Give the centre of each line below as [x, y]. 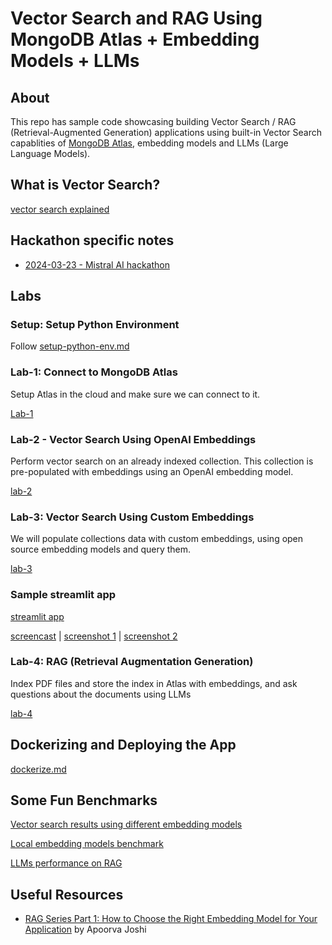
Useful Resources [67, 894]
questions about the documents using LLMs [101, 694]
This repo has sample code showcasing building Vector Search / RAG [153, 121]
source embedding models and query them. [101, 549]
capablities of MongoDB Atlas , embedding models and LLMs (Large [149, 143]
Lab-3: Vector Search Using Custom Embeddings [132, 517]
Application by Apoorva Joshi [85, 929]
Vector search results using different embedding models [126, 824]
